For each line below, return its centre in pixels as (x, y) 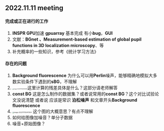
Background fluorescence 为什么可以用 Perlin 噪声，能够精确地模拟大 (82, 75)
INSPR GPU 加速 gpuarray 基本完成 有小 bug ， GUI (62, 33)
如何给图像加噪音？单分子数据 (42, 117)
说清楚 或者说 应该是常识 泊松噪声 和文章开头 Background (79, 100)
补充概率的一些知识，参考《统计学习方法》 (55, 52)
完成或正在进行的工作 (27, 21)
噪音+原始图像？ (29, 123)
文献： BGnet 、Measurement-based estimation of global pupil (77, 39)
